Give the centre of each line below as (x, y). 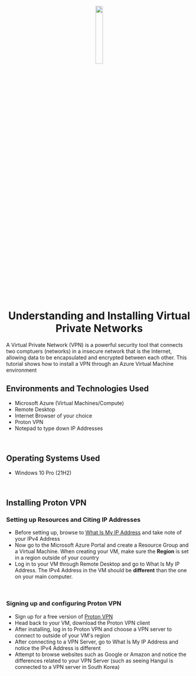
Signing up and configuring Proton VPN (64, 604)
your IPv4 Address (37, 539)
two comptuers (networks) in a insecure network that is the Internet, (89, 351)
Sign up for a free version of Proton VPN (64, 616)
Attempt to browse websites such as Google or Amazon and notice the (101, 654)
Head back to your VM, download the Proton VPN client (82, 623)
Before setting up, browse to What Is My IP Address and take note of (98, 532)
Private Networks (99, 329)
